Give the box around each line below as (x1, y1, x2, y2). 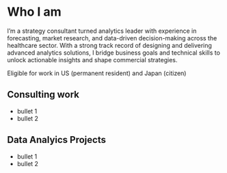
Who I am (7, 4, 62, 20)
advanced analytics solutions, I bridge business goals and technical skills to (7, 49, 221, 57)
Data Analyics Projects (7, 134, 106, 146)
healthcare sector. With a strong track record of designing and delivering (7, 41, 212, 49)
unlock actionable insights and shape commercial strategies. (7, 55, 178, 64)
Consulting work (7, 89, 80, 101)
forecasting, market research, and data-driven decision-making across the (7, 34, 217, 42)
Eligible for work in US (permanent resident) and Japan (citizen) (7, 69, 187, 77)
